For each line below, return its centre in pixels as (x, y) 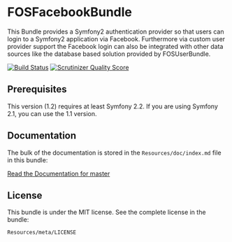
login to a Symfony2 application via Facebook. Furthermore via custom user (116, 38)
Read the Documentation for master (59, 173)
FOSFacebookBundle (70, 12)
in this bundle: (28, 160)
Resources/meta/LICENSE (42, 233)
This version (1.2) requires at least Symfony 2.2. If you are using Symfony (113, 106)
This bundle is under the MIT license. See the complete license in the (107, 212)
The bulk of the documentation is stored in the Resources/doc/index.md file (114, 152)
